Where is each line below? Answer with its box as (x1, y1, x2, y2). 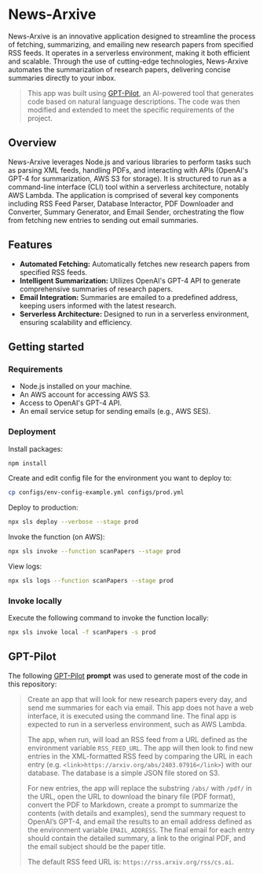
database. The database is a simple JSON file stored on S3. (27, 768, 220, 777)
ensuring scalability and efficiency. (19, 317, 133, 327)
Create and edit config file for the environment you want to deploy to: (8, 474, 232, 483)
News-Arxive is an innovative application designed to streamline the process (8, 31, 256, 41)
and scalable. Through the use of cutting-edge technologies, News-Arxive (8, 57, 249, 66)
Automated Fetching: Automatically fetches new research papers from (19, 259, 250, 269)
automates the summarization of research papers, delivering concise (8, 64, 231, 74)
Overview (8, 136, 57, 150)
